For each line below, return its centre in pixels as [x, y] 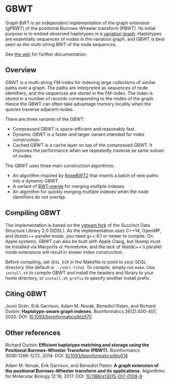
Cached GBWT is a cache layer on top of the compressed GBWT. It [82, 145]
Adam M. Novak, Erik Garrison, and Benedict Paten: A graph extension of [82, 366]
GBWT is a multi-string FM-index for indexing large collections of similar [80, 82]
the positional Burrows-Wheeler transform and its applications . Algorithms [85, 371]
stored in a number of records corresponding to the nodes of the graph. [80, 98]
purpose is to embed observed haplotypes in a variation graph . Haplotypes [83, 33]
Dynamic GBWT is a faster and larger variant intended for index [79, 134]
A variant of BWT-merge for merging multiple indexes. [69, 186]
